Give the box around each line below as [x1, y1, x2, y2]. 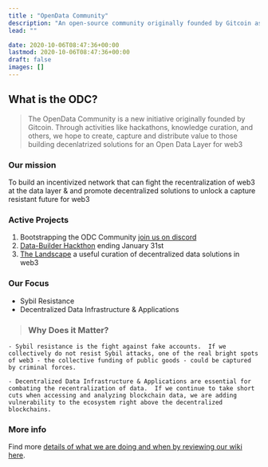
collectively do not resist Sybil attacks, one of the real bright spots [8, 349, 259, 358]
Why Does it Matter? [27, 324, 109, 335]
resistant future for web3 [8, 194, 90, 204]
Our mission [8, 159, 57, 170]
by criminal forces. [8, 363, 77, 371]
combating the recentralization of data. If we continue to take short [8, 384, 255, 392]
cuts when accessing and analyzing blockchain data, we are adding [8, 391, 238, 399]
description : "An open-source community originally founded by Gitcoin [8, 19, 251, 27]
